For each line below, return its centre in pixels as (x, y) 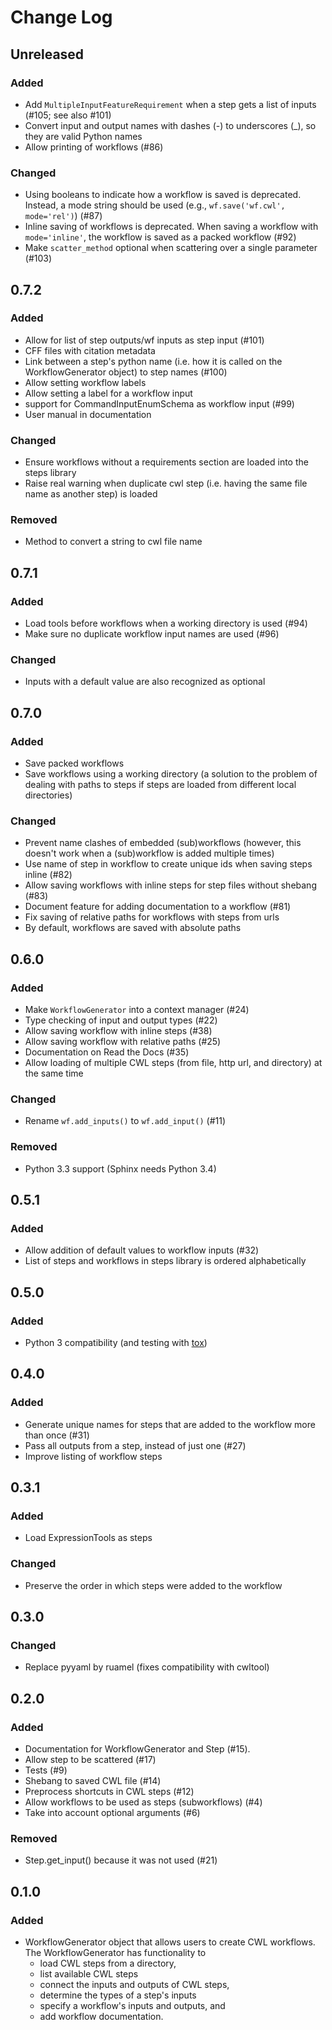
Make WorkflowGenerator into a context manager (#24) (137, 1010)
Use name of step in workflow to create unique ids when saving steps (168, 864)
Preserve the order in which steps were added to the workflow (153, 1585)
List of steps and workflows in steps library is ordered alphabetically (165, 1261)
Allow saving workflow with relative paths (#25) (123, 1042)
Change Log (61, 17)
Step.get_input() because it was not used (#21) (121, 1860)
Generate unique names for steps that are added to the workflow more (170, 1424)
